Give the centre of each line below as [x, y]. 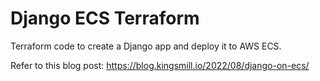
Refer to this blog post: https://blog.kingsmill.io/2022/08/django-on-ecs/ [160, 65]
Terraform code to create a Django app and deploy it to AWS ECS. [146, 46]
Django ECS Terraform [105, 18]
